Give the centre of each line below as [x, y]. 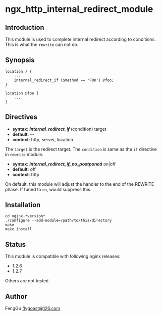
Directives [21, 117]
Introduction [25, 27]
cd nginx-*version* [25, 216]
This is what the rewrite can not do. [42, 45]
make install [19, 229]
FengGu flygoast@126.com [33, 309]
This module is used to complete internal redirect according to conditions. [81, 39]
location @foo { [22, 93]
